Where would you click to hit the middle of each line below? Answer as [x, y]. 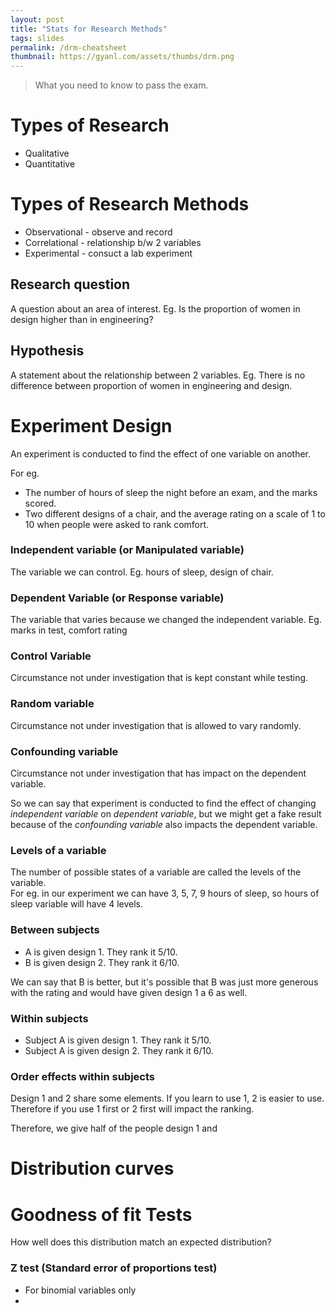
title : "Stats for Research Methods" [89, 29]
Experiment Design [91, 425]
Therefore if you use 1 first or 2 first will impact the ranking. [132, 1109]
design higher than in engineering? [82, 319]
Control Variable [51, 656]
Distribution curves [92, 1168]
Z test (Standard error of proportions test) [114, 1268]
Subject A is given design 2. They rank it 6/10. [119, 1050]
